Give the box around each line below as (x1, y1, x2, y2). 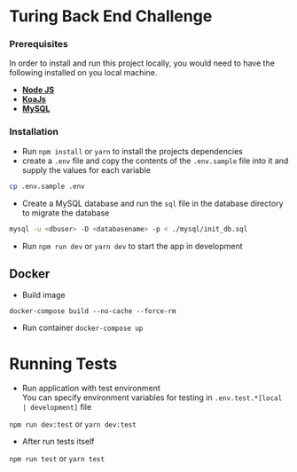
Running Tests (9, 353, 118, 374)
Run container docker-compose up (21, 322, 144, 334)
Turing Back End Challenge (9, 6, 213, 27)
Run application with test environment (21, 383, 161, 394)
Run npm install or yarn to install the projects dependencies (21, 146, 244, 156)
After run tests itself (21, 437, 95, 447)
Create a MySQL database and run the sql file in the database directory (21, 198, 284, 208)
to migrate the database (21, 207, 110, 218)
